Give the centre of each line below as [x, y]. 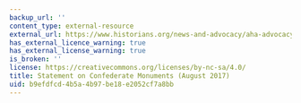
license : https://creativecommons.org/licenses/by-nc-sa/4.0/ [128, 68]
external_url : [36, 34]
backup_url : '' [38, 17]
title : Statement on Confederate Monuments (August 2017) [120, 76]
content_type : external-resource [72, 26]
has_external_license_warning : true [77, 51]
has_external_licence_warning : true [77, 43]
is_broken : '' [36, 59]
